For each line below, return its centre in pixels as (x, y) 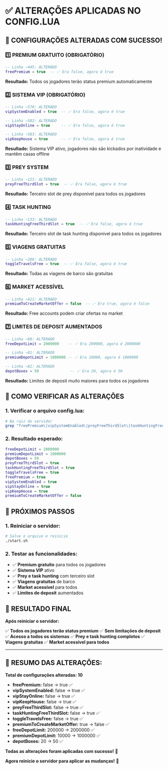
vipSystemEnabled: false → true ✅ (49, 690)
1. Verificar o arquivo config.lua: (45, 411)
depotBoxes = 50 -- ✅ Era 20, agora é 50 (64, 371)
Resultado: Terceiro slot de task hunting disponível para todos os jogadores (83, 234)
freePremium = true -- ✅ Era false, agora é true (59, 72)
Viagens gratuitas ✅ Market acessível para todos (57, 642)
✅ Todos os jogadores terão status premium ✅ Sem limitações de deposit (83, 630)
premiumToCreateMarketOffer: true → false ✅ (61, 724)
